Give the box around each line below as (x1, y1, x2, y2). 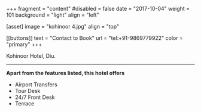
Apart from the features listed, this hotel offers (6, 70, 125, 76)
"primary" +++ (6, 41, 42, 48)
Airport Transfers (14, 81, 58, 88)
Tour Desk (14, 88, 41, 94)
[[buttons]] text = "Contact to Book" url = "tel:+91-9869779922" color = (6, 35, 184, 41)
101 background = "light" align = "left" (6, 11, 100, 18)
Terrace (14, 100, 35, 107)
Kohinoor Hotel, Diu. (6, 52, 56, 59)
